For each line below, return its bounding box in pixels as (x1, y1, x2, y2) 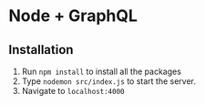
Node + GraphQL (8, 5, 138, 26)
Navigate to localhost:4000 (21, 86, 125, 96)
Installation (8, 42, 74, 58)
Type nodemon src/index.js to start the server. (21, 76, 197, 87)
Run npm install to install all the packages (21, 66, 181, 77)
